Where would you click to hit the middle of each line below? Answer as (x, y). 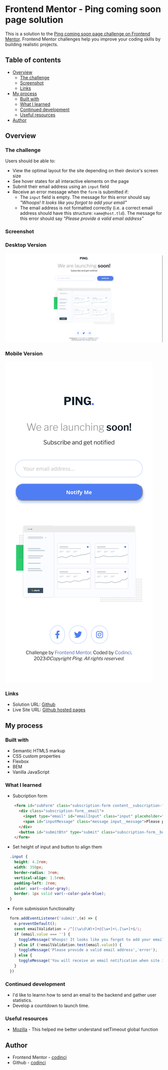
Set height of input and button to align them (57, 847)
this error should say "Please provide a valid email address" (82, 218)
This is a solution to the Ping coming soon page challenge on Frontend (78, 34)
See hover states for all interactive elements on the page (70, 181)
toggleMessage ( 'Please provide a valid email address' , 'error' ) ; (88, 950)
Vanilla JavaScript (31, 772)
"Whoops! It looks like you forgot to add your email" (73, 203)
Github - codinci (29, 1062)
